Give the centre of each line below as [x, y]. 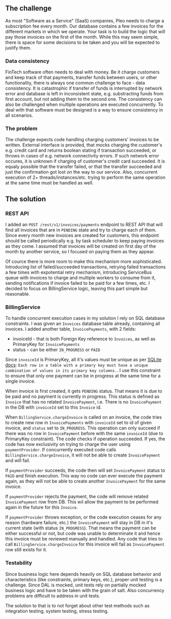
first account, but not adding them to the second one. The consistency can [84, 99]
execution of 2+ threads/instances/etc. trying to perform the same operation [85, 177]
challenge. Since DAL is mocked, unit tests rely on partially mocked [76, 585]
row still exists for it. [26, 550]
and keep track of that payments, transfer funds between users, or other [81, 77]
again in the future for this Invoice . [42, 507]
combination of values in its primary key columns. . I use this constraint [83, 370]
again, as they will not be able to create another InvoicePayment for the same [85, 481]
